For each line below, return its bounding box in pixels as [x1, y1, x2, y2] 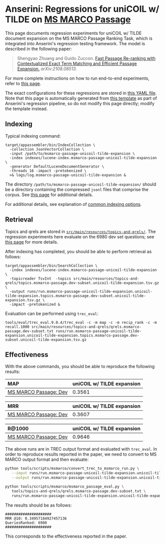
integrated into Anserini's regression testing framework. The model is [5, 40, 145, 46]
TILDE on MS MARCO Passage [5, 14, 131, 25]
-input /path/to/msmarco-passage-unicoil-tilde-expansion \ [9, 151, 135, 156]
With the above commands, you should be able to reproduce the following [5, 364, 155, 370]
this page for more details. [5, 239, 58, 245]
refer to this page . [5, 80, 42, 86]
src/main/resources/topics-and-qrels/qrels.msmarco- [31, 324, 141, 329]
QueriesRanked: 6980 [5, 520, 48, 525]
